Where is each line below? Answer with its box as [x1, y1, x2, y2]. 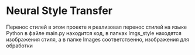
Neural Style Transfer [6, 4, 113, 18]
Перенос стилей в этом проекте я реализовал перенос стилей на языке [6, 23, 187, 30]
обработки [6, 42, 33, 49]
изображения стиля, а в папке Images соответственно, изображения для [6, 36, 189, 43]
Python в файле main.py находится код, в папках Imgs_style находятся [6, 29, 182, 36]
